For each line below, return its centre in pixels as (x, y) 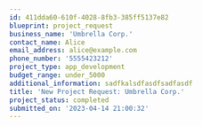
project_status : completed (59, 100)
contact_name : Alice (48, 42)
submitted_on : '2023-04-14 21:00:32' (79, 108)
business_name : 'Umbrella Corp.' (71, 34)
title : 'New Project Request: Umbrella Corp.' (97, 91)
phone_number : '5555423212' (61, 59)
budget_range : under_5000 (57, 75)
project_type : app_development (67, 67)
